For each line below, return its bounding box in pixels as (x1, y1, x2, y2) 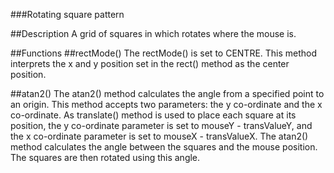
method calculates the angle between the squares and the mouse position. (10, 141, 318, 153)
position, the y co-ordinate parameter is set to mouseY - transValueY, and (10, 120, 313, 131)
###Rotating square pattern (10, 9, 125, 20)
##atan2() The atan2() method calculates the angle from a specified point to (10, 88, 325, 99)
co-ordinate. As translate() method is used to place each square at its (10, 109, 297, 121)
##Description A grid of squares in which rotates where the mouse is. (10, 28, 297, 39)
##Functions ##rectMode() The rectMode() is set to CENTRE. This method (10, 47, 318, 59)
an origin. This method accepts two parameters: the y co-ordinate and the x (10, 99, 323, 110)
